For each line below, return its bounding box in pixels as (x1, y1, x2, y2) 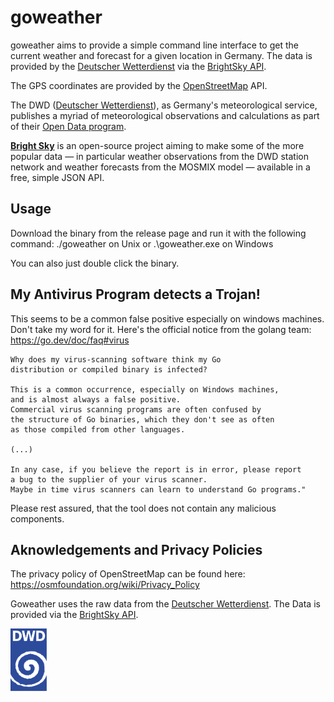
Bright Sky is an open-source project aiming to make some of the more (10, 139, 305, 151)
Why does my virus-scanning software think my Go (10, 354, 222, 365)
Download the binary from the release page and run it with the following (10, 227, 307, 239)
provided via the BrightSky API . (10, 609, 139, 621)
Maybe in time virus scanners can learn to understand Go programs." (10, 484, 307, 495)
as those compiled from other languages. (10, 424, 186, 435)
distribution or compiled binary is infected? (10, 364, 208, 375)
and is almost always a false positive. (10, 394, 182, 405)
